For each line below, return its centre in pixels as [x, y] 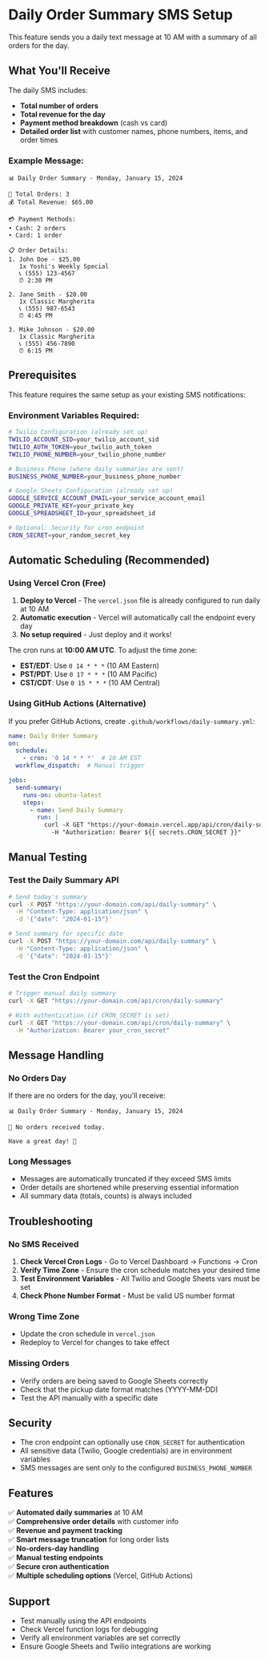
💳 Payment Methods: [42, 220]
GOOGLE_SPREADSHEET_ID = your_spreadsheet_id [82, 514]
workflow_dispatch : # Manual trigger [80, 766]
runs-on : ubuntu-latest [62, 795]
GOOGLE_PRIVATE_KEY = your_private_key [71, 506]
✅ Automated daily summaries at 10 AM [76, 1513]
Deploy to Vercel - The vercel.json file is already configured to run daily [140, 600]
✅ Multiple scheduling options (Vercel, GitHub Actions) [101, 1576]
